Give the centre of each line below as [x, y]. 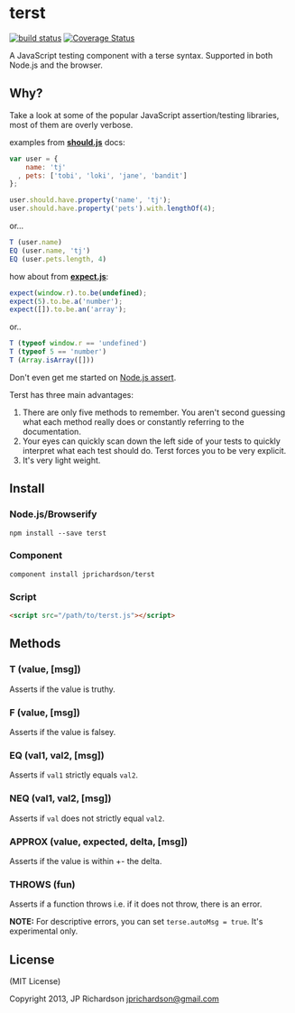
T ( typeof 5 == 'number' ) [58, 352]
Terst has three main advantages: [71, 394]
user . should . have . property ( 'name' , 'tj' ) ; [90, 200]
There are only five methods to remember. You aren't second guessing [154, 412]
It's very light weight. [61, 460]
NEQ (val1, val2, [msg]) [60, 798]
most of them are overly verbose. [71, 124]
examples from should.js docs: [68, 142]
